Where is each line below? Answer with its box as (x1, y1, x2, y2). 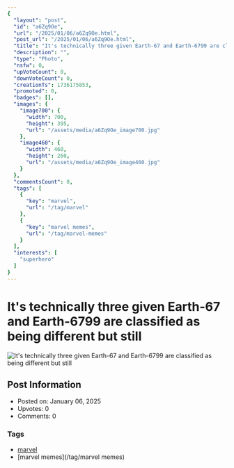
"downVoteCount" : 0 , (13, 74, 73, 82)
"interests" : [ (13, 250, 58, 257)
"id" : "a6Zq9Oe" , (13, 23, 64, 30)
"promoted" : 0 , (13, 88, 58, 95)
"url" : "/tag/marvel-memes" (25, 230, 108, 237)
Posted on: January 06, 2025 (17, 397, 101, 405)
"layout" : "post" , (13, 17, 68, 24)
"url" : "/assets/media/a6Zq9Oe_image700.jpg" (25, 127, 160, 134)
